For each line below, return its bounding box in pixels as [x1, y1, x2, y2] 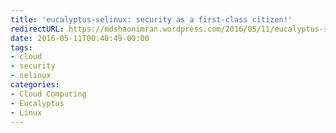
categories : [10, 80, 60, 90]
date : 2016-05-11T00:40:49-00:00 [10, 33, 150, 43]
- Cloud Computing [10, 89, 87, 99]
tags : [10, 42, 33, 53]
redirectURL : [10, 24, 65, 34]
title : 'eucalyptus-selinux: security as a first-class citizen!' [10, 14, 293, 25]
